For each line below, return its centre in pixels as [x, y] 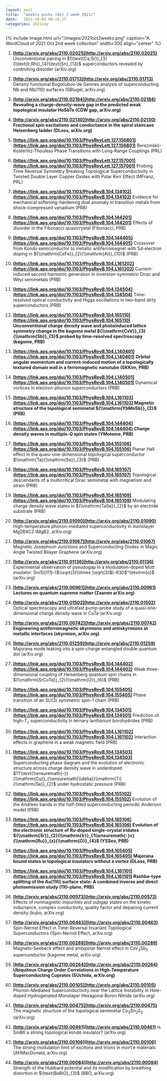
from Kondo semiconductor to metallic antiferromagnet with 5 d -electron [87, 249]
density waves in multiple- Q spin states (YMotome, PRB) [73, 434]
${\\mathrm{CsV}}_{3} [121, 331]
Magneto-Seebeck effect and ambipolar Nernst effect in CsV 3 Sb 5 [80, 949]
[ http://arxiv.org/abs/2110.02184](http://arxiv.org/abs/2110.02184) [84, 99]
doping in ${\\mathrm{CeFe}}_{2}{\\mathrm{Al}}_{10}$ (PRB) [75, 254]
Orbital [143, 357]
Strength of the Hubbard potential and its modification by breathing [82, 1067]
